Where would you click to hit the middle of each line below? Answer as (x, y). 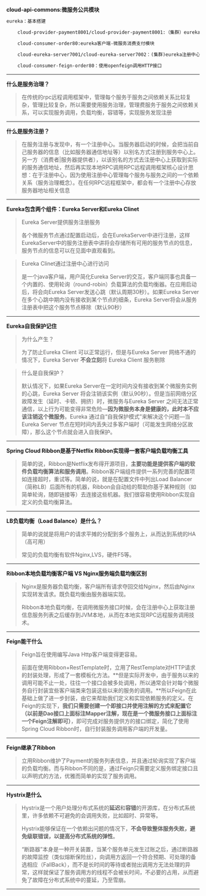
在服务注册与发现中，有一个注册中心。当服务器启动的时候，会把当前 (107, 144)
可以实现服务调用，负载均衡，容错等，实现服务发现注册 (102, 112)
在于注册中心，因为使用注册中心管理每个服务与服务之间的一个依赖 (116, 175)
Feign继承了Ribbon (31, 747)
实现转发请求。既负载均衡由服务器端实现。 (75, 594)
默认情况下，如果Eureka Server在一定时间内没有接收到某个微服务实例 (109, 386)
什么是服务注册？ (28, 131)
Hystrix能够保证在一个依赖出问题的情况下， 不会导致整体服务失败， (105, 828)
